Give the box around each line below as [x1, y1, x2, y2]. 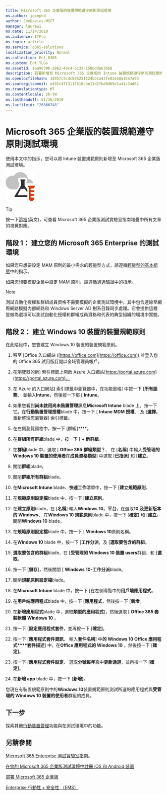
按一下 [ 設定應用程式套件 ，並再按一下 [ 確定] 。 [12, 625, 108, 631]
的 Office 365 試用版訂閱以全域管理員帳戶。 [12, 358, 103, 364]
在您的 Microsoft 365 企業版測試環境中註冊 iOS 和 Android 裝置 [5, 763, 134, 769]
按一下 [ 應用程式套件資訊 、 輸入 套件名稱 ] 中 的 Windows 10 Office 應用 [12, 636, 158, 642]
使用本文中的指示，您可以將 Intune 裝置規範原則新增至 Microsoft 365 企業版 [5, 156, 161, 161]
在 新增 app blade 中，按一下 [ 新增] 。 [12, 676, 88, 682]
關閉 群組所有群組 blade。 [12, 474, 64, 479]
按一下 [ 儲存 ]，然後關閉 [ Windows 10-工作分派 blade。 [12, 566, 126, 572]
